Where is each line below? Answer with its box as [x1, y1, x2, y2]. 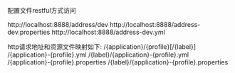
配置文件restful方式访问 [7, 6, 76, 14]
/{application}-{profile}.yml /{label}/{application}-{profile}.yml [7, 50, 189, 59]
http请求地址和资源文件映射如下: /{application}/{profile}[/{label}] [7, 43, 197, 51]
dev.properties [7, 28, 51, 36]
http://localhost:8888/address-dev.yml [51, 28, 165, 36]
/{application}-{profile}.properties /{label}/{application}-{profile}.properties [7, 58, 229, 66]
